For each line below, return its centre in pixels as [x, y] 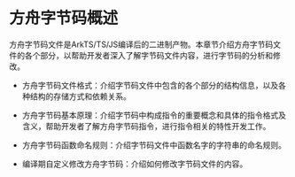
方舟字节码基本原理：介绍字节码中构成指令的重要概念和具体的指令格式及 [154, 115]
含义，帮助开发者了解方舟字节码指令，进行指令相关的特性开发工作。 [146, 126]
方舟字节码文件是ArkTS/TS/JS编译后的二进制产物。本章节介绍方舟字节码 [141, 44]
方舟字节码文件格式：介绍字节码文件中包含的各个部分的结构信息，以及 [150, 85]
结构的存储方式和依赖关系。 [80, 96]
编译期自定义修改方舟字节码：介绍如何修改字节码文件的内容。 [135, 164]
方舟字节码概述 [64, 18]
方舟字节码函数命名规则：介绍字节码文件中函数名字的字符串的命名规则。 [154, 145]
